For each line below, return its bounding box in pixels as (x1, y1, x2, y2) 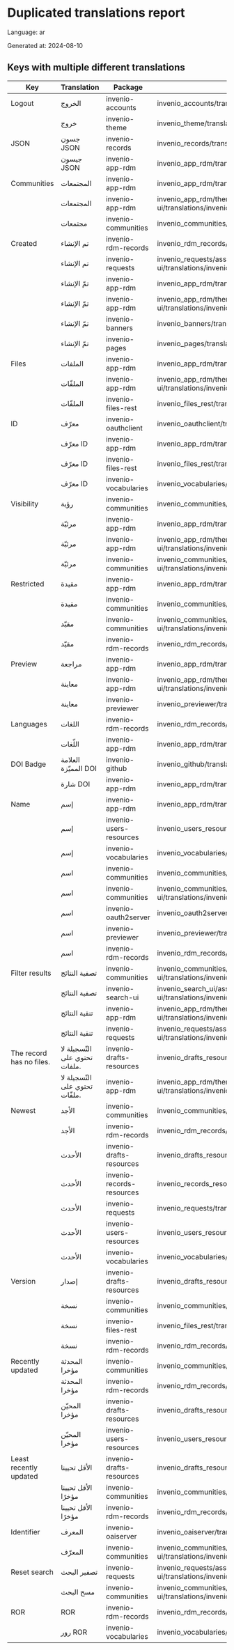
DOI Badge (10, 759, 47, 769)
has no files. (10, 1057, 51, 1066)
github (105, 763, 127, 773)
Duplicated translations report (7, 5, 186, 21)
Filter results (10, 968, 52, 978)
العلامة (60, 754, 80, 764)
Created (10, 238, 38, 248)
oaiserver (105, 1531, 137, 1541)
